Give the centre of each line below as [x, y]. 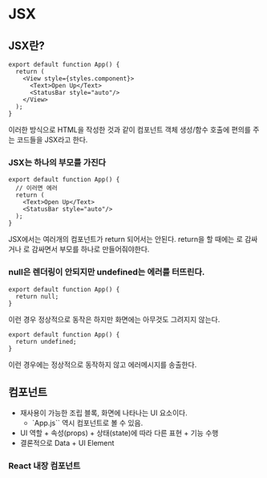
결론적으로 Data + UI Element [67, 443]
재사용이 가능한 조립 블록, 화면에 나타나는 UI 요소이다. [103, 413]
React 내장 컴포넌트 [44, 466]
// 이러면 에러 [36, 188]
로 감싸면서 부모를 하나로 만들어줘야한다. [86, 249]
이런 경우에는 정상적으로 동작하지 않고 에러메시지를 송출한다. [103, 364]
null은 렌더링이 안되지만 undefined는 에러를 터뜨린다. [107, 272]
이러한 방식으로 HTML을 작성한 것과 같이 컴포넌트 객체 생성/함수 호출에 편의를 [129, 130]
